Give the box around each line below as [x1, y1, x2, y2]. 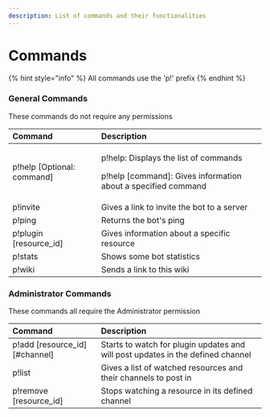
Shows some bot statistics [100, 250, 201, 262]
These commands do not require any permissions [8, 111, 173, 121]
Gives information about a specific [100, 227, 231, 238]
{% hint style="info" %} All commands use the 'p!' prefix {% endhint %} [8, 73, 247, 83]
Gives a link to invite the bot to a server [100, 201, 247, 213]
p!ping [12, 214, 37, 225]
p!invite [12, 201, 40, 213]
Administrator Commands [8, 287, 112, 299]
